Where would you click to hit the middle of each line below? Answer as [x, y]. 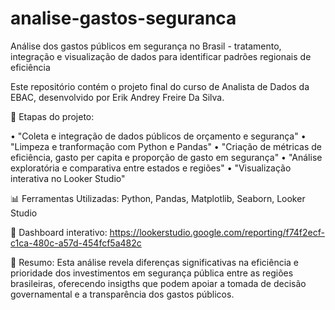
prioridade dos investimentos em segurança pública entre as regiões [152, 273]
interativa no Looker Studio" [68, 178]
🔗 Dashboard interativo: [59, 232]
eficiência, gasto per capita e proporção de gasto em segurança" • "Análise [166, 157]
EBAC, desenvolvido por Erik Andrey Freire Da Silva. [117, 97]
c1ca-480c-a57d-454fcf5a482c [76, 243]
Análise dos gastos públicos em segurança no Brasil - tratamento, [146, 46]
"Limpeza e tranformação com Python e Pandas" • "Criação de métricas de [166, 146]
